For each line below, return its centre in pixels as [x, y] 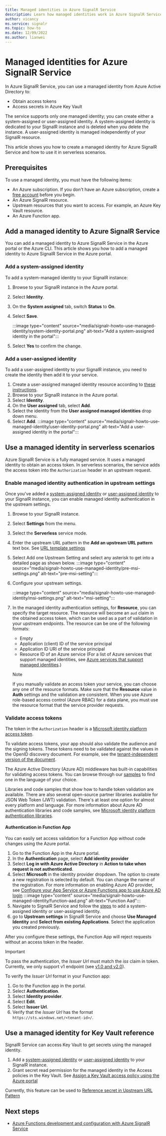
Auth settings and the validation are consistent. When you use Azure [82, 695]
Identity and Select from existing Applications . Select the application [84, 921]
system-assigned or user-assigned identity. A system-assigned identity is [80, 121]
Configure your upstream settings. [47, 583]
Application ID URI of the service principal [62, 649]
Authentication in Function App [38, 827]
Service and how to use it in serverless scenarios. [56, 152]
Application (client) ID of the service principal [66, 644]
